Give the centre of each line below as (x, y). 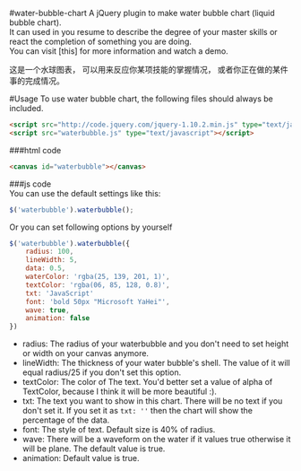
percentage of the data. (66, 420)
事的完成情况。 (37, 81)
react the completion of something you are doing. (101, 41)
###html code (35, 150)
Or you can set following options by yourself (91, 227)
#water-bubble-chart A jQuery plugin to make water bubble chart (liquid (142, 13)
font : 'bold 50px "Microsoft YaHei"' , (98, 301)
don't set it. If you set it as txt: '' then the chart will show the (138, 411)
